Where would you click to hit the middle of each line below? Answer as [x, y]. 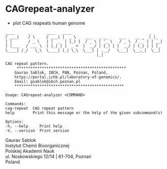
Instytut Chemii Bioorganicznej [37, 146]
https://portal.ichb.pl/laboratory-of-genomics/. [68, 77]
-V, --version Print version [37, 131]
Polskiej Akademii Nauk [30, 151]
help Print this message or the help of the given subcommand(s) [84, 113]
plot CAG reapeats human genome [49, 23]
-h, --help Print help [34, 126]
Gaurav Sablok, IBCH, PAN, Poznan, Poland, [61, 73]
